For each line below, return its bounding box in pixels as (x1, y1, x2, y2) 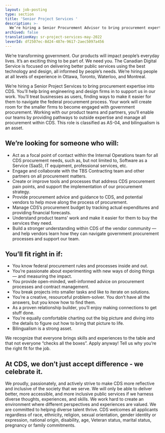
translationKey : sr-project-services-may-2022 (5, 35, 102, 40)
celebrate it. (5, 367, 43, 376)
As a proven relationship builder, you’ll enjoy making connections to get (12, 305, 157, 311)
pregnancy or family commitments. (5, 422, 76, 428)
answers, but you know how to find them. (12, 299, 96, 305)
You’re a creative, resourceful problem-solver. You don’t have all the (12, 294, 150, 300)
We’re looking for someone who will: (5, 139, 119, 147)
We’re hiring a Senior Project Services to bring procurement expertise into (5, 83, 155, 89)
